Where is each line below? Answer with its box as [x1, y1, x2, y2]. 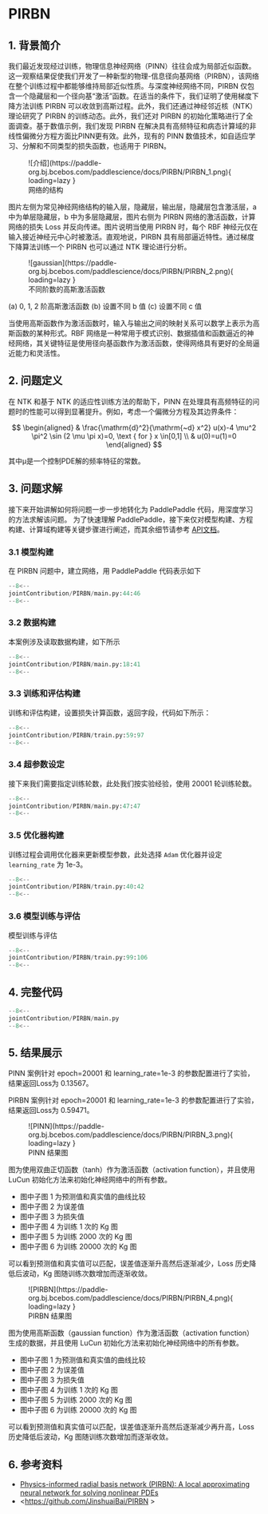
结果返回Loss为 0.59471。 [8, 1106, 94, 1115]
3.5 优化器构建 [8, 830, 65, 841]
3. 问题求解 [8, 482, 63, 495]
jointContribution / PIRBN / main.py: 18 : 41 [8, 660, 141, 668]
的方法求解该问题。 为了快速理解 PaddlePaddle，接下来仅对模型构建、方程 [8, 515, 254, 524]
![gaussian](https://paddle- [28, 258, 117, 268]
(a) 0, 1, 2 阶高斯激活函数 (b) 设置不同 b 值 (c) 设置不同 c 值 [8, 301, 202, 311]
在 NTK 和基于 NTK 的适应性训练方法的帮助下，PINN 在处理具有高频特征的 [8, 396, 253, 406]
